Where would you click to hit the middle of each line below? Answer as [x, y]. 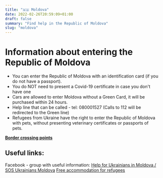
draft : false [18, 19]
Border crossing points [29, 138]
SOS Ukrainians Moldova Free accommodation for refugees [65, 170]
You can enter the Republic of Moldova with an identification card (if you [85, 76]
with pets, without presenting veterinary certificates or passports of [80, 123]
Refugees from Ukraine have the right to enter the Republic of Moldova [84, 118]
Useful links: [25, 153]
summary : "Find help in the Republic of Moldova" [57, 23]
